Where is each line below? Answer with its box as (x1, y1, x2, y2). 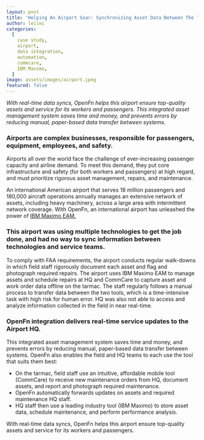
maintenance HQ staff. (15, 395, 72, 402)
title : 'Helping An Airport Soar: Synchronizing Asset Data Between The (6, 15, 194, 21)
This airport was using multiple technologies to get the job (6, 228, 182, 236)
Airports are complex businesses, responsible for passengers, (6, 133, 194, 142)
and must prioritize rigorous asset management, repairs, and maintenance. (6, 175, 193, 182)
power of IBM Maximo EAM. (6, 212, 76, 220)
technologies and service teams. (6, 243, 105, 251)
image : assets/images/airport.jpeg (6, 77, 97, 83)
